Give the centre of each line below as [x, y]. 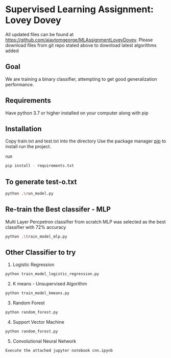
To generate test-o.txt [41, 182]
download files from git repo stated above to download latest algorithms [81, 45]
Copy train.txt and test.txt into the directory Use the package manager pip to [86, 141]
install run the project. [28, 147]
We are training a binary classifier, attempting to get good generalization [81, 79]
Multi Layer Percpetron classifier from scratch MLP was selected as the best [86, 222]
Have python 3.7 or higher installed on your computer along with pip [77, 113]
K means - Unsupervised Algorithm [50, 284]
